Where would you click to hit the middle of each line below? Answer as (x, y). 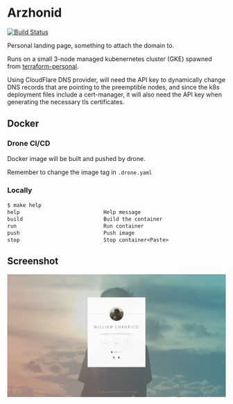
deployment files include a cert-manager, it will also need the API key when (114, 94)
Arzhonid (35, 13)
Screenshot (33, 261)
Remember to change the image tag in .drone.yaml (80, 172)
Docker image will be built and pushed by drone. (76, 158)
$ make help (24, 205)
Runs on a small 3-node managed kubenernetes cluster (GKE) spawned (110, 59)
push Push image (71, 233)
